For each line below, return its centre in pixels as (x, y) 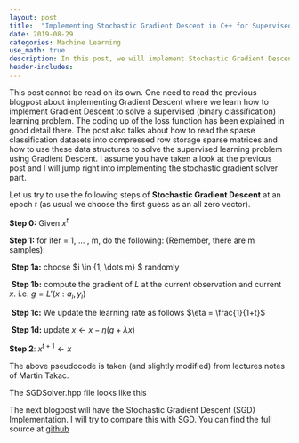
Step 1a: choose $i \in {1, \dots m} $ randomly (95, 267)
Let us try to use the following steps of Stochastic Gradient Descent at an (145, 194)
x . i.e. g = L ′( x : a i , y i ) (48, 294)
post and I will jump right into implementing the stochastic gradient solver (144, 168)
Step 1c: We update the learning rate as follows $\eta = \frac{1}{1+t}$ (138, 313)
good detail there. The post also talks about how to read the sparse (132, 130)
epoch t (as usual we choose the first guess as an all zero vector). (130, 204)
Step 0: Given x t (39, 221)
